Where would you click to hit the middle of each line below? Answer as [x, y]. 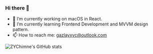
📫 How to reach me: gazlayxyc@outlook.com [59, 35]
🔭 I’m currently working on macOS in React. [57, 19]
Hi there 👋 [17, 8]
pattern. [20, 29]
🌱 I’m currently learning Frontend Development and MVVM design [80, 24]
